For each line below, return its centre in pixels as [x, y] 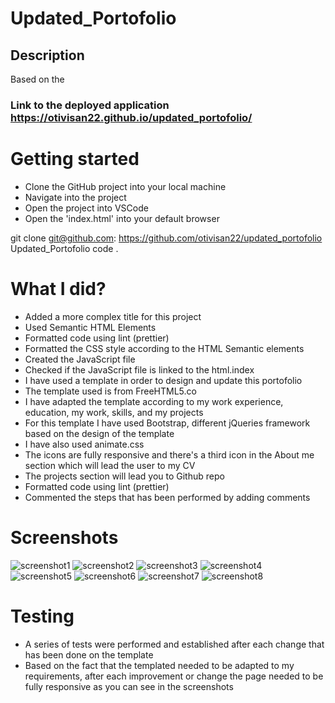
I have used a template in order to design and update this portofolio [163, 380]
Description [47, 55]
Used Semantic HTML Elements [90, 327]
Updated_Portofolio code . [64, 248]
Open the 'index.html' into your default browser [122, 218]
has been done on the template [89, 654]
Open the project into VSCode [86, 208]
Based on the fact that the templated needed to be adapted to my [159, 665]
